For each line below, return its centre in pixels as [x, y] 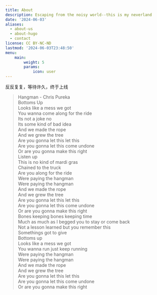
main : [20, 57]
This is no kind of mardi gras [48, 162]
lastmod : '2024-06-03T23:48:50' [40, 48]
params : [32, 67]
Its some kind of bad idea [44, 124]
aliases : [15, 24]
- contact [20, 39]
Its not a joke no [35, 119]
